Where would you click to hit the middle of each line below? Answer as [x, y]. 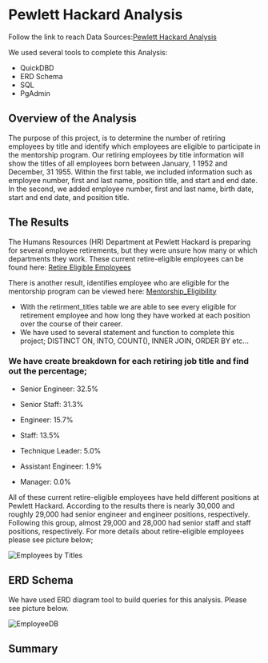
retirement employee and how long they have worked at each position [135, 315]
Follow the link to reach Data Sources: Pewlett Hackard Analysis [113, 37]
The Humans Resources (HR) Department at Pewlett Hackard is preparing [130, 242]
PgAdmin [35, 93]
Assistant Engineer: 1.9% [61, 466]
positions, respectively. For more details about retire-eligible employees [126, 531]
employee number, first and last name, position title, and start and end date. [133, 180]
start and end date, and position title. [69, 197]
